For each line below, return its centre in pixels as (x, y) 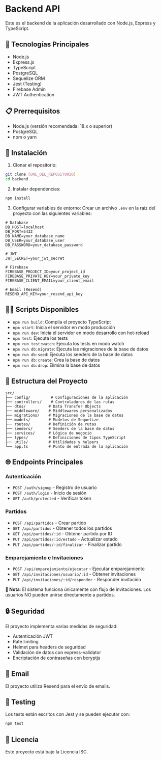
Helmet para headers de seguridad (49, 647)
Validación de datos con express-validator (57, 652)
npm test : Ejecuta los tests (40, 338)
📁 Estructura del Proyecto (46, 381)
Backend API (33, 9)
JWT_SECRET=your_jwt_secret (35, 258)
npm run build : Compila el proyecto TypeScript (62, 322)
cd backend (17, 179)
